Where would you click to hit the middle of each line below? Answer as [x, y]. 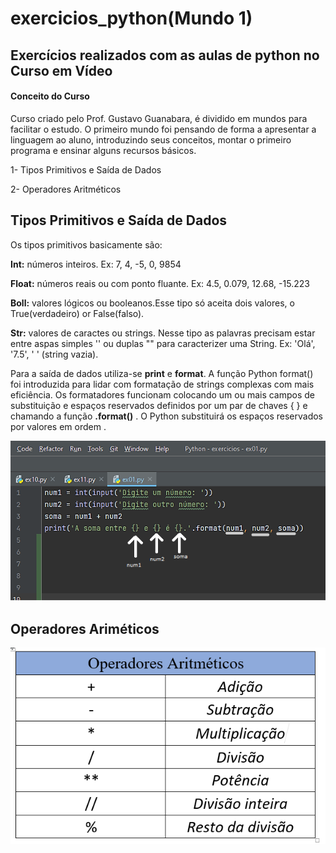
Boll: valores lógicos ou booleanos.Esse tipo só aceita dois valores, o [152, 303]
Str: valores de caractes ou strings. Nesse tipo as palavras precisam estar [163, 333]
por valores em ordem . [58, 426]
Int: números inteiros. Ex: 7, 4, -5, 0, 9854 [96, 264]
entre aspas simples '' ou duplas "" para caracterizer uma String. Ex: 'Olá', [163, 343]
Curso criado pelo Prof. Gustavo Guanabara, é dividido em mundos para [159, 118]
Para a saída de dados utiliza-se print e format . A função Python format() [162, 373]
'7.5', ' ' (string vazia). [54, 354]
